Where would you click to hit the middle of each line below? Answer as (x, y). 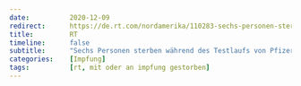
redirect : (28, 26)
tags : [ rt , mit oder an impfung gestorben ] (110, 68)
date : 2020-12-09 (60, 17)
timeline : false (50, 43)
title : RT (43, 34)
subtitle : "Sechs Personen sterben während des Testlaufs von (138, 51)
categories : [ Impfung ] (57, 59)
